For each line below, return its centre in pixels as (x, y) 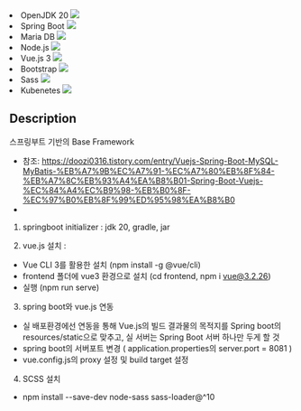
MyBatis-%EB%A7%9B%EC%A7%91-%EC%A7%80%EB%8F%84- (148, 171)
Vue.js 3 (36, 58)
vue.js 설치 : (44, 245)
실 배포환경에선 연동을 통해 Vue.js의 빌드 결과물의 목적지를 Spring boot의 (152, 325)
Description (43, 119)
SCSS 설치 (41, 378)
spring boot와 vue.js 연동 (68, 306)
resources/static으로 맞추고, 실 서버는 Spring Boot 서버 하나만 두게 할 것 (151, 337)
